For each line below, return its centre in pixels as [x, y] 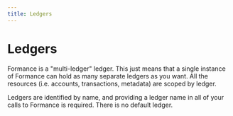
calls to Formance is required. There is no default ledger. [90, 105]
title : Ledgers [30, 14]
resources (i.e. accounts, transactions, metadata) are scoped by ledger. [112, 83]
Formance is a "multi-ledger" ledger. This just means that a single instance [116, 69]
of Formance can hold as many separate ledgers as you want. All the [108, 76]
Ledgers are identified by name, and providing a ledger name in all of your [116, 97]
